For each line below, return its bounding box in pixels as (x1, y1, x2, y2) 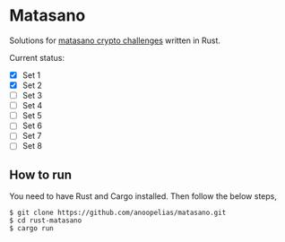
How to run (9, 167, 73, 182)
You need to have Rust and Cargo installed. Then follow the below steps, (9, 191, 278, 202)
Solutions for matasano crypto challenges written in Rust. (9, 35, 221, 46)
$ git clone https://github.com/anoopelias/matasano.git (9, 208, 227, 218)
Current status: (9, 52, 65, 63)
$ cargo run (9, 224, 54, 233)
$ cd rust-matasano (9, 216, 82, 225)
